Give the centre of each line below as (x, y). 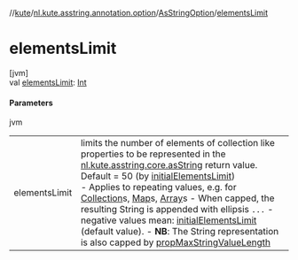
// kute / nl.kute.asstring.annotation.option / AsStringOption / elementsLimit (139, 13)
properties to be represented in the (153, 154)
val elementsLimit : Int (48, 82)
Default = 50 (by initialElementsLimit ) (157, 176)
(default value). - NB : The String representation (180, 232)
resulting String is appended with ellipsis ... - (176, 210)
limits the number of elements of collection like (177, 143)
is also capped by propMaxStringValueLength (175, 242)
